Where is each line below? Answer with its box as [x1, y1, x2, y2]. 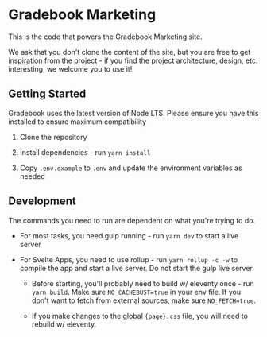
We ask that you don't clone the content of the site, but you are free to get [8, 47, 251, 56]
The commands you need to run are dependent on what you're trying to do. [8, 215, 256, 225]
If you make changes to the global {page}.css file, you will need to [31, 311, 249, 320]
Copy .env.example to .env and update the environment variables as [19, 163, 242, 172]
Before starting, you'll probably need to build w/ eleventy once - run [31, 278, 254, 288]
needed [19, 171, 45, 180]
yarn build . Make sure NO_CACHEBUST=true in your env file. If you [31, 287, 241, 296]
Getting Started [8, 87, 87, 101]
